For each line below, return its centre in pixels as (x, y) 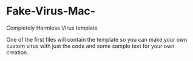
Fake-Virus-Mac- (51, 11)
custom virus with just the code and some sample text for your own (90, 46)
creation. (17, 52)
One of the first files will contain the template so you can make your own (97, 39)
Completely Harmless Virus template (52, 28)
